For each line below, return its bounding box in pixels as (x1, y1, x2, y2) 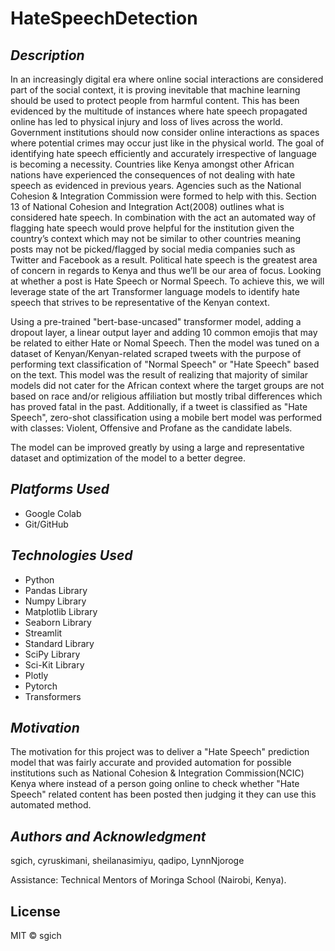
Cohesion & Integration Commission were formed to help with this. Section (10, 190, 317, 202)
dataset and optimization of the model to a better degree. (10, 452, 247, 464)
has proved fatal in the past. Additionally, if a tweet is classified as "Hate (10, 401, 308, 412)
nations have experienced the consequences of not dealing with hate (10, 169, 296, 181)
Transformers (24, 690, 82, 702)
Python (24, 573, 55, 586)
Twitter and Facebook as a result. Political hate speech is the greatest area (10, 254, 318, 266)
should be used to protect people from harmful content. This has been (10, 95, 300, 106)
